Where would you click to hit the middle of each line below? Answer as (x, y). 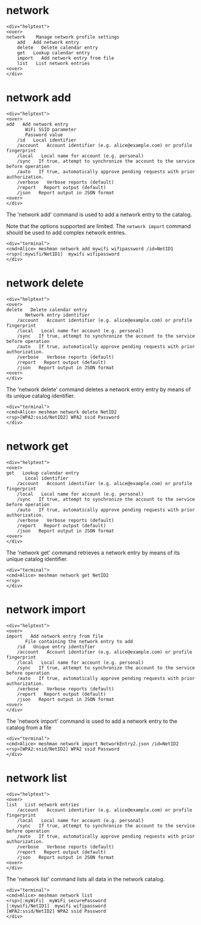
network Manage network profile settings (63, 37)
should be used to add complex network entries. (66, 232)
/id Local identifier (47, 140)
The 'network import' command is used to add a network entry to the (92, 721)
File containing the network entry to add (79, 642)
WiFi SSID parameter (51, 129)
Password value (44, 135)
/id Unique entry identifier (56, 647)
